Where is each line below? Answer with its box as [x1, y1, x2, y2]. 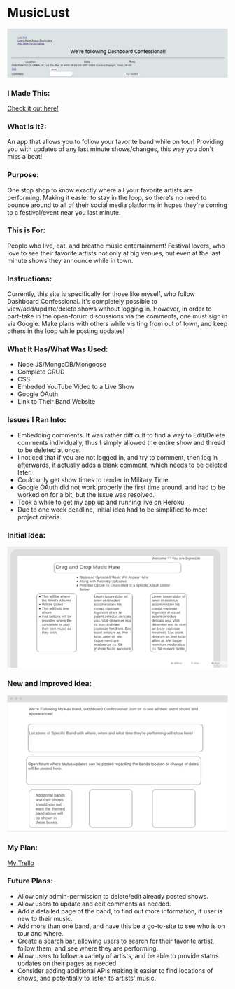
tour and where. [17, 929, 64, 937]
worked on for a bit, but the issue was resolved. [17, 490, 155, 498]
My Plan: [7, 843, 38, 853]
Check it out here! [7, 104, 59, 113]
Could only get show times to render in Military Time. [17, 475, 171, 484]
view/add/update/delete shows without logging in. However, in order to [7, 304, 212, 313]
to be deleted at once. [17, 446, 81, 454]
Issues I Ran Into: [7, 415, 66, 425]
